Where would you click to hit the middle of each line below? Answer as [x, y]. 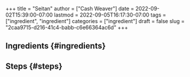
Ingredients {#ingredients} [56, 46]
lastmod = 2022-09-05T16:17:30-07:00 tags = [110, 15]
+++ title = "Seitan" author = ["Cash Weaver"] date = [70, 9]
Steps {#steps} [34, 66]
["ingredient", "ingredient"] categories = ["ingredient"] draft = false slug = [95, 21]
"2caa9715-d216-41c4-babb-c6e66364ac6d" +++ [67, 27]
